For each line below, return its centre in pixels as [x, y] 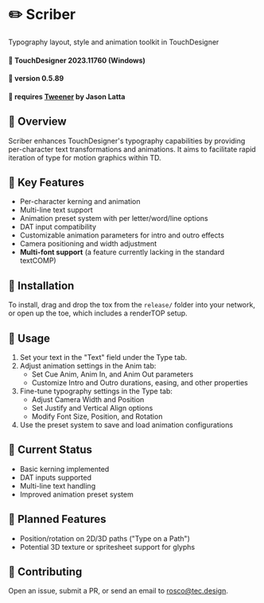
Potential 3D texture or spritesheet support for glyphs [107, 547]
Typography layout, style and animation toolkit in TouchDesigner [114, 42]
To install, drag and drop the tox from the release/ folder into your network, [132, 305]
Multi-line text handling [58, 485]
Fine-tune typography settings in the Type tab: [96, 391]
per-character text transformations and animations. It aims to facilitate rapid [132, 149]
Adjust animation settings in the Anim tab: [88, 365]
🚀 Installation [41, 286]
